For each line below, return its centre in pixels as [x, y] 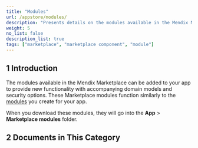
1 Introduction [32, 68]
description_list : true [35, 39]
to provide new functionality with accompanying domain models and [89, 88]
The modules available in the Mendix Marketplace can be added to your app [98, 83]
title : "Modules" [27, 11]
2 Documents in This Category [63, 138]
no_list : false [25, 34]
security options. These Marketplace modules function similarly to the [91, 95]
